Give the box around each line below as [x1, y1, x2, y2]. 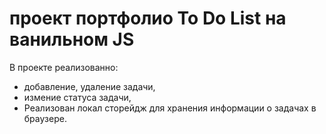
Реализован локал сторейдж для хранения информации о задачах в [23, 102, 317, 114]
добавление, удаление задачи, [23, 80, 156, 92]
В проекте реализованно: [9, 61, 119, 73]
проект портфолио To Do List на [9, 7, 287, 30]
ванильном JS [9, 28, 135, 51]
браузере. [23, 112, 67, 124]
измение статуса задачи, [23, 91, 132, 103]
